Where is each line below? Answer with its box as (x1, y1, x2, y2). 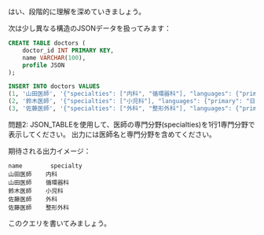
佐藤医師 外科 (8, 195, 57, 203)
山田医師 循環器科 (8, 178, 69, 186)
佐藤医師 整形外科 (8, 204, 69, 211)
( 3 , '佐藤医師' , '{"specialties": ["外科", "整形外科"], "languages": (8, 105, 233, 112)
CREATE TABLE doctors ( (8, 39, 86, 47)
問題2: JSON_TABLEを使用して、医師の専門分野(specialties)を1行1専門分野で (8, 119, 255, 129)
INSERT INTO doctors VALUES (8, 83, 101, 90)
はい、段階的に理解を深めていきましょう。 (8, 7, 146, 16)
